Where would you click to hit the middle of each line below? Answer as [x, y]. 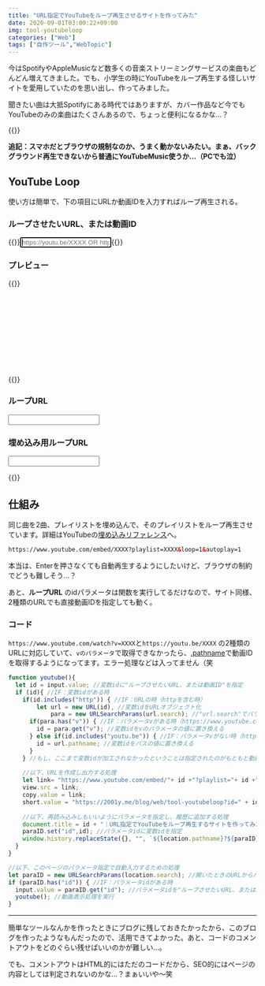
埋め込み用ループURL [48, 442]
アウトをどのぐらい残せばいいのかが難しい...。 [91, 947]
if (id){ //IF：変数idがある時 [62, 692]
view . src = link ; [51, 788]
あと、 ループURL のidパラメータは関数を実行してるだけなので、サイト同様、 [132, 592]
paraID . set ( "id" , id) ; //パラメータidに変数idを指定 [103, 832]
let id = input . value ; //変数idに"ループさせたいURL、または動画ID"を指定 [129, 685]
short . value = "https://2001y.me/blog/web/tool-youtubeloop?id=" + [135, 802]
